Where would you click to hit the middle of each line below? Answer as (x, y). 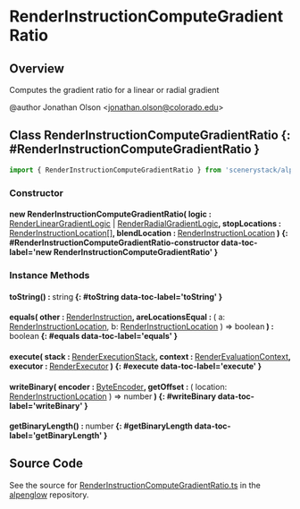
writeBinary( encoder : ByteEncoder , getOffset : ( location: (118, 386)
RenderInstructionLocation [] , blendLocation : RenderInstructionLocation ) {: (149, 233)
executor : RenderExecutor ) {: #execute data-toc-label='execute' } (135, 366)
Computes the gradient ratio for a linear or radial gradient (114, 90)
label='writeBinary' (46, 405)
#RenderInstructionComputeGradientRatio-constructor (115, 242)
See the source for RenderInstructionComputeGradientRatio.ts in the (135, 485)
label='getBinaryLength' (56, 436)
